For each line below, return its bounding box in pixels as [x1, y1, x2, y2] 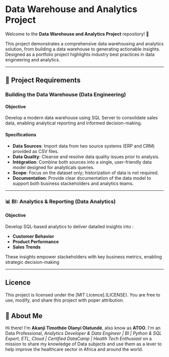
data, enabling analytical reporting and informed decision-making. [5, 120, 142, 126]
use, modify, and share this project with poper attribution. [5, 297, 124, 303]
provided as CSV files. [12, 148, 59, 154]
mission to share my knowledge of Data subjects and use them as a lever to [5, 341, 162, 347]
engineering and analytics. [5, 56, 60, 62]
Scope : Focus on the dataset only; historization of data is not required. [12, 170, 159, 176]
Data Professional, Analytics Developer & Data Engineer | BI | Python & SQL [5, 330, 162, 336]
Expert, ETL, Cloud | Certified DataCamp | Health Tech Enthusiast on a [5, 336, 152, 342]
